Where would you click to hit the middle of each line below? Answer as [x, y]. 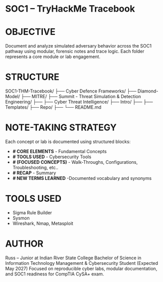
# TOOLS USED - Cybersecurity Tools [52, 157]
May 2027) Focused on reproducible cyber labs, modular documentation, [81, 268]
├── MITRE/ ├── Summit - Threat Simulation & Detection [81, 97]
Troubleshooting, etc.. [35, 168]
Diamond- [148, 91]
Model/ [13, 97]
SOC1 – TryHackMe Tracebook [70, 9]
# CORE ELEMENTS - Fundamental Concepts [60, 151]
